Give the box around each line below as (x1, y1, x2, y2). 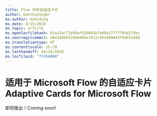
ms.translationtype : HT (5, 40, 55, 45)
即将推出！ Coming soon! (5, 105, 56, 111)
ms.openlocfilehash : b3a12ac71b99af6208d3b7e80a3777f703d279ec (5, 30, 140, 35)
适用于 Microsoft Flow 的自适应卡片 (5, 77, 152, 88)
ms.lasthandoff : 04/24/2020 (5, 49, 64, 54)
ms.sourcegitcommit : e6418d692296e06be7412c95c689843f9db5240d (5, 35, 140, 40)
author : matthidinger (5, 12, 51, 17)
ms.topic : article (5, 26, 44, 31)
